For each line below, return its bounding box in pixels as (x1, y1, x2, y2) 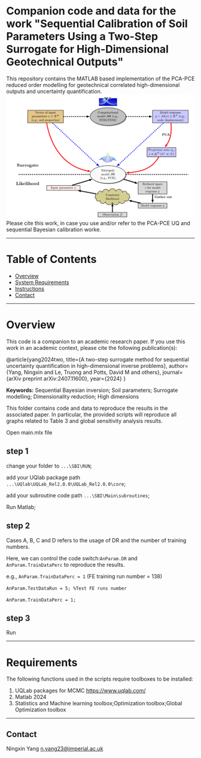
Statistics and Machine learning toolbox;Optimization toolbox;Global (14, 700, 182, 707)
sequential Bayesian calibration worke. (6, 226, 102, 233)
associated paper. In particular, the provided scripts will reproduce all (6, 411, 177, 418)
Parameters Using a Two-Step (6, 30, 159, 43)
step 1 (6, 446, 29, 457)
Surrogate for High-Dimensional (6, 43, 169, 56)
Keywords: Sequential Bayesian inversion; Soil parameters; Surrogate (6, 386, 178, 394)
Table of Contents (6, 253, 97, 266)
